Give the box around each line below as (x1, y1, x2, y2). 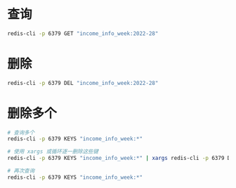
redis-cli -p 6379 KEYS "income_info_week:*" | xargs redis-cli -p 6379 (7, 155, 225, 162)
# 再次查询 (7, 168, 35, 175)
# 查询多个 (7, 129, 35, 136)
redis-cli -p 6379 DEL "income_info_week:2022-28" (7, 79, 159, 86)
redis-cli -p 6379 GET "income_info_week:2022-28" (7, 29, 159, 37)
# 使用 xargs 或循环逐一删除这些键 (7, 148, 99, 155)
